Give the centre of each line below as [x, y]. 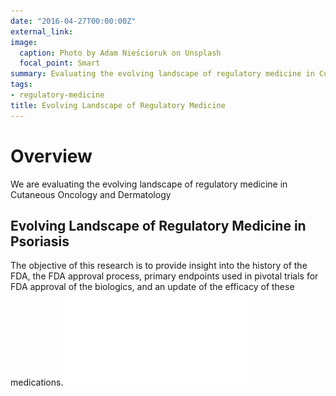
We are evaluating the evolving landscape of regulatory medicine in [149, 184]
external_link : [42, 31]
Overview [51, 156]
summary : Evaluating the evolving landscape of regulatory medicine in [162, 74]
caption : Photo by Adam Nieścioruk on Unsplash [120, 53]
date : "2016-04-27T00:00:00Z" [73, 21]
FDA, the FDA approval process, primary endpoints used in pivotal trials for [164, 276]
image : [24, 42]
